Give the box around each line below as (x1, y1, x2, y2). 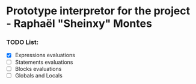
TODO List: (6, 38, 39, 46)
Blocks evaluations (14, 65, 62, 72)
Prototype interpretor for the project (6, 4, 191, 18)
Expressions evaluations (14, 52, 75, 59)
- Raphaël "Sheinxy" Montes (6, 17, 152, 30)
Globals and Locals (14, 71, 63, 79)
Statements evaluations (14, 58, 73, 66)
